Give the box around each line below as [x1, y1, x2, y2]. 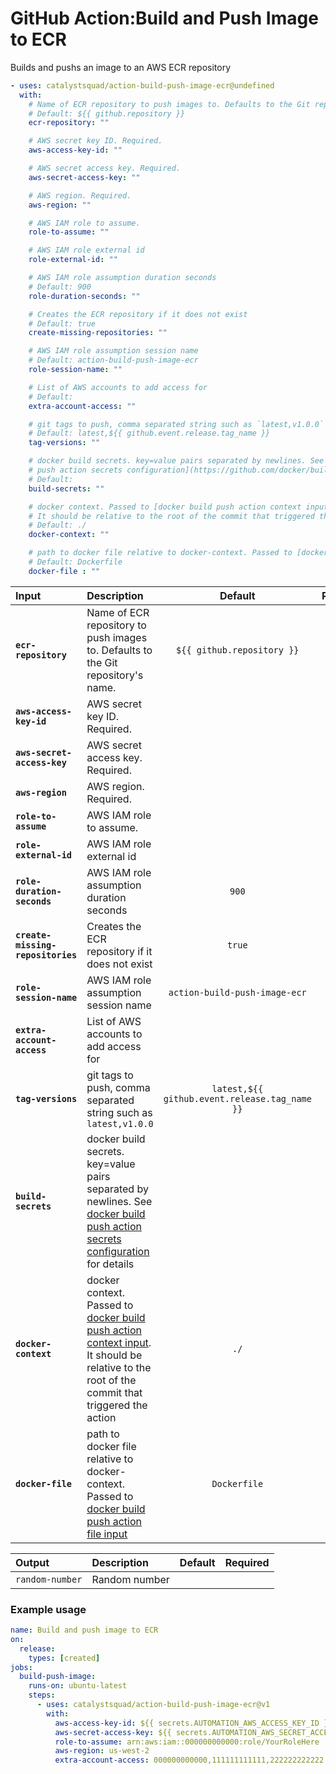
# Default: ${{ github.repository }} [28, 108, 186, 119]
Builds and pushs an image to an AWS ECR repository [10, 61, 232, 73]
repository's [86, 668, 144, 682]
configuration [86, 1244, 150, 1258]
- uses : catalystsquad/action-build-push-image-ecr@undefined [10, 80, 275, 91]
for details [86, 1257, 135, 1271]
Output [15, 1555, 50, 1569]
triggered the [86, 1398, 148, 1412]
